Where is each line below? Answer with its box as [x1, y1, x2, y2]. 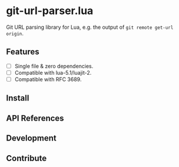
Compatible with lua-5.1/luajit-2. [14, 69, 92, 76]
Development [6, 133, 57, 143]
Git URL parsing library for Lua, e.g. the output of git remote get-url [6, 24, 174, 31]
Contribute [6, 153, 47, 163]
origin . [6, 29, 24, 36]
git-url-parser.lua [6, 4, 94, 18]
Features [6, 47, 39, 57]
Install [6, 93, 29, 103]
